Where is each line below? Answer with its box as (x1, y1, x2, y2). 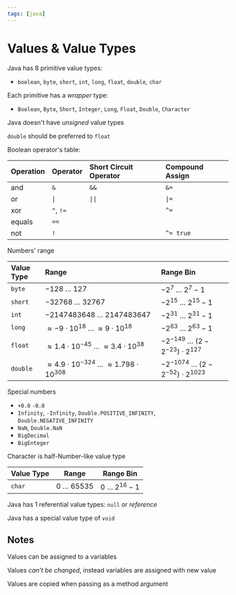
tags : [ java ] (7, 10, 46, 18)
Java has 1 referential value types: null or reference (7, 500, 157, 509)
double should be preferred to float (7, 131, 111, 140)
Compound (165, 162, 204, 172)
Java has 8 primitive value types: (7, 64, 103, 72)
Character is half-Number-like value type (7, 452, 126, 460)
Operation (11, 166, 46, 176)
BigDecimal (17, 432, 50, 439)
